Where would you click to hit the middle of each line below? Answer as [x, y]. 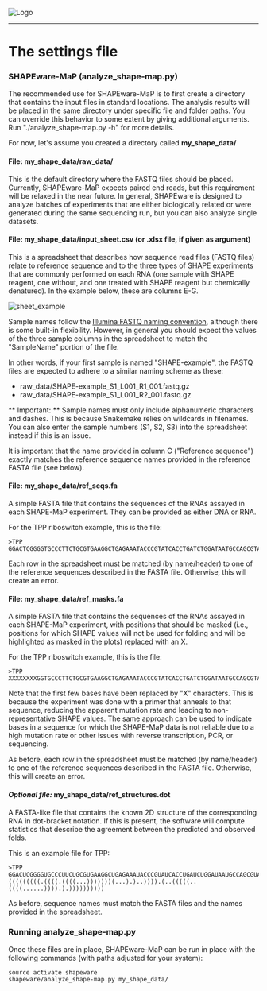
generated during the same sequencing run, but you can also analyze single [133, 213]
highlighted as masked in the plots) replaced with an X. [98, 642]
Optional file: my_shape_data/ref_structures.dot [89, 794]
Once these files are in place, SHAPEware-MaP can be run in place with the [132, 949]
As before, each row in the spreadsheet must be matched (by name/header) [133, 760]
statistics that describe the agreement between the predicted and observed [132, 829]
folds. [17, 838]
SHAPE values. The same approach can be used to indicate [155, 718]
